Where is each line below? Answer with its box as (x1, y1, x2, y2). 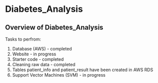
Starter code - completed (12, 56, 64, 62)
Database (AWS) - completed (12, 46, 72, 51)
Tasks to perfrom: (5, 36, 41, 42)
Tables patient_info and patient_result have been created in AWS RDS (12, 67, 154, 73)
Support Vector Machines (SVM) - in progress (12, 72, 106, 78)
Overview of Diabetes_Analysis (5, 23, 103, 32)
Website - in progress (12, 51, 57, 57)
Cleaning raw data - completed (12, 62, 75, 67)
